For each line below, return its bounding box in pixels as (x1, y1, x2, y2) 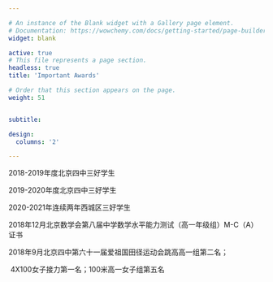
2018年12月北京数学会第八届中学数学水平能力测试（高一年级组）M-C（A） (8, 220, 258, 230)
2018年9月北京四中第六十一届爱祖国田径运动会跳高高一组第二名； (8, 247, 229, 257)
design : (8, 130, 35, 138)
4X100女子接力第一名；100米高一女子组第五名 (10, 265, 165, 275)
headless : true (8, 64, 60, 72)
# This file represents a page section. (8, 56, 148, 65)
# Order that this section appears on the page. (8, 86, 176, 94)
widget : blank (8, 34, 57, 42)
